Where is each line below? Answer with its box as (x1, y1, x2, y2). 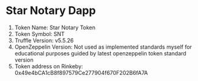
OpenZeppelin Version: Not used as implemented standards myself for (14, 43, 193, 51)
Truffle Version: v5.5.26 (14, 37, 74, 44)
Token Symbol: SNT (14, 30, 65, 37)
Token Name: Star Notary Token (14, 24, 96, 31)
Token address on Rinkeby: (14, 62, 83, 70)
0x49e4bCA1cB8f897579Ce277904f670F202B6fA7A (14, 69, 148, 76)
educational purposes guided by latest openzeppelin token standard (14, 49, 187, 57)
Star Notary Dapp (5, 4, 96, 18)
